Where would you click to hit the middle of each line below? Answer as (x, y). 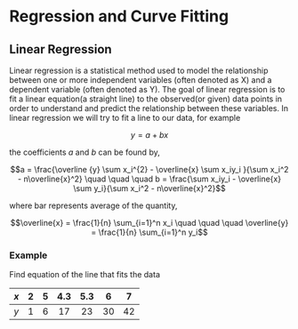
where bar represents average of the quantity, (93, 205)
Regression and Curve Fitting (119, 16)
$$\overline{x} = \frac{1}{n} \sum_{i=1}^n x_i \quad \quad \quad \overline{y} (149, 223)
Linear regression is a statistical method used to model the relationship (139, 70)
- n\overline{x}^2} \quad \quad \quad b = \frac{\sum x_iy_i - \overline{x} (149, 179)
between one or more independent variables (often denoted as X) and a (141, 80)
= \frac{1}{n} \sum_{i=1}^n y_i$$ (149, 232)
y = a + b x (149, 135)
